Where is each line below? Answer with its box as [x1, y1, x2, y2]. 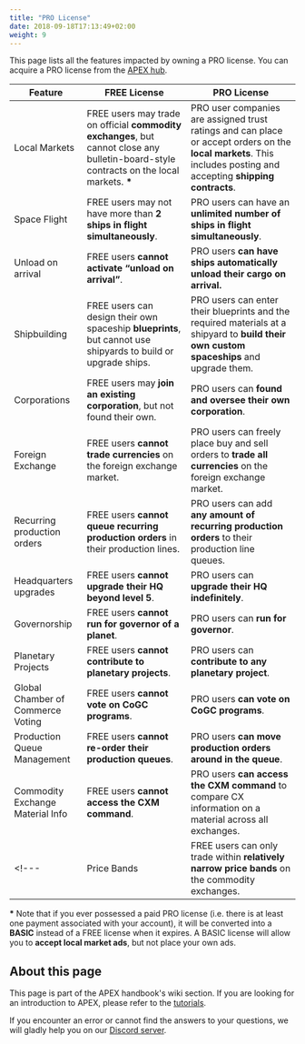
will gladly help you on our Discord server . [9, 1025, 167, 1036]
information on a [190, 802, 261, 815]
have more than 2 [86, 207, 162, 220]
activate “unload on [86, 262, 174, 275]
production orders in [86, 531, 177, 544]
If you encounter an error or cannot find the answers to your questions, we [9, 1015, 289, 1026]
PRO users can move [190, 730, 281, 743]
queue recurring [86, 520, 159, 533]
